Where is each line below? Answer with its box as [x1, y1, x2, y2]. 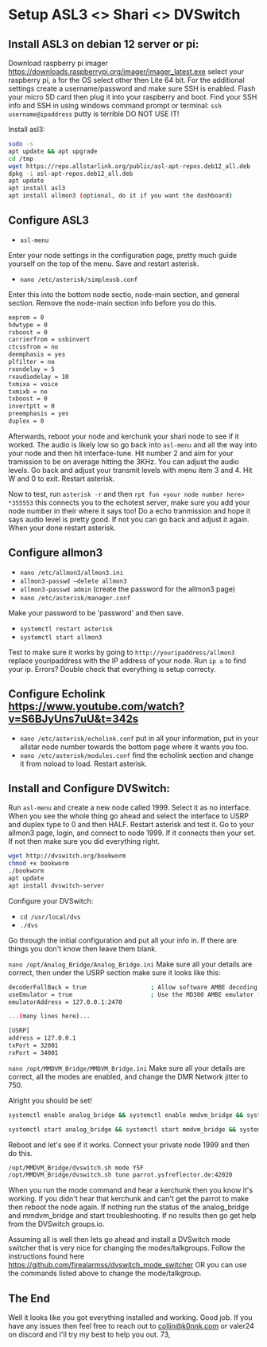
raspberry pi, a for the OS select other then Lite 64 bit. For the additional [8, 76, 245, 84]
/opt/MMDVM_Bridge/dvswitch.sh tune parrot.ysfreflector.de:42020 [8, 1171, 233, 1179]
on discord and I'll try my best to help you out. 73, [8, 1329, 171, 1339]
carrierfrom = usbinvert [8, 336, 91, 344]
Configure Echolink [8, 687, 106, 701]
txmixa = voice [8, 380, 59, 388]
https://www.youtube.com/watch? [8, 700, 185, 713]
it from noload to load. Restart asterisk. [19, 759, 148, 768]
